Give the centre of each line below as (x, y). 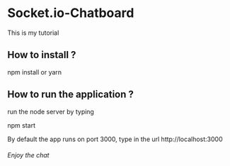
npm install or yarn (35, 72)
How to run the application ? (71, 95)
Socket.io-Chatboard (71, 13)
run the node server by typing (51, 111)
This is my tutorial (33, 33)
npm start (22, 125)
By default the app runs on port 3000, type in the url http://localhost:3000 (115, 139)
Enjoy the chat (28, 155)
